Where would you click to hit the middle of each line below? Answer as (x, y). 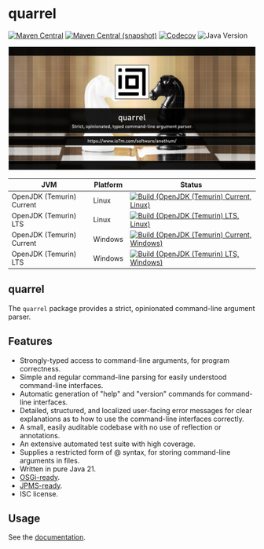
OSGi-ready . (40, 477)
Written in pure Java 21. (58, 469)
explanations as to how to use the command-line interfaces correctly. (132, 419)
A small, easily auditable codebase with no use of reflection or (120, 427)
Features (30, 341)
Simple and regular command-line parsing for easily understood (123, 377)
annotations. (40, 435)
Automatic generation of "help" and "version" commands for (117, 393)
